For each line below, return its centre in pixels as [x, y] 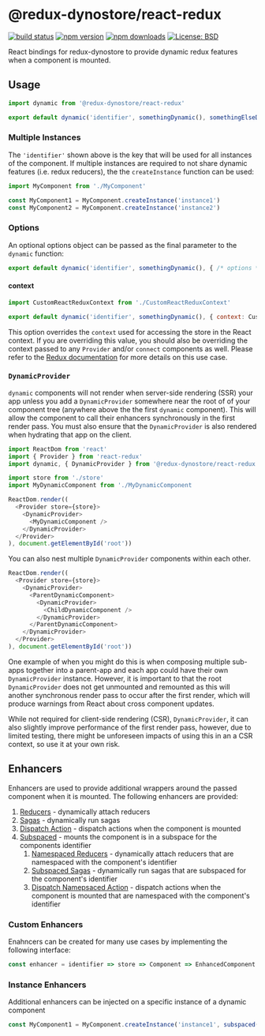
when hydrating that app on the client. [70, 434]
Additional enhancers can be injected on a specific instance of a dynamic [127, 1002]
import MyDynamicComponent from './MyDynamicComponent [100, 486]
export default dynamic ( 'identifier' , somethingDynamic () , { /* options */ [135, 268]
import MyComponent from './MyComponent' [77, 186]
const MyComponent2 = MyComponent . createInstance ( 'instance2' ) [114, 208]
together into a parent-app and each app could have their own [127, 670]
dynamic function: [36, 253]
